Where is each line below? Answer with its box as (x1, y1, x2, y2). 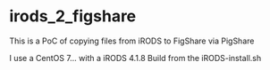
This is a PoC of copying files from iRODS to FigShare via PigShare (9, 35, 255, 46)
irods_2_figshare (9, 6, 137, 27)
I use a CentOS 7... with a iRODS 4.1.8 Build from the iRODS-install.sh (9, 52, 262, 63)
